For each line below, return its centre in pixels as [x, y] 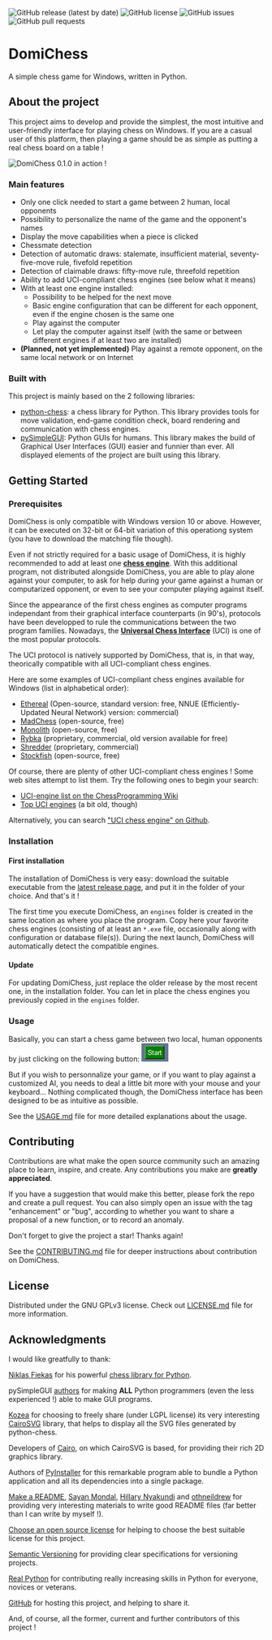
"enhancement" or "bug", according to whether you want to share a [121, 1212]
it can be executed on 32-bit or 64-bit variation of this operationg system [131, 530]
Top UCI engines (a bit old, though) [79, 805]
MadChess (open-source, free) [72, 721]
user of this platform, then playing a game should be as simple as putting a [133, 139]
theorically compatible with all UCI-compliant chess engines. [110, 664]
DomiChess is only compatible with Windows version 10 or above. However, [135, 522]
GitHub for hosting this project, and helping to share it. [99, 1603]
